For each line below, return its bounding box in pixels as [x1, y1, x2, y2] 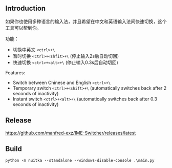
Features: [5, 69, 26, 76]
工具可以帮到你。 [5, 25, 41, 31]
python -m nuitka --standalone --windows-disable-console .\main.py [5, 158, 155, 163]
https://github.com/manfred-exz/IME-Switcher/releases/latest [5, 130, 136, 136]
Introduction [5, 4, 46, 13]
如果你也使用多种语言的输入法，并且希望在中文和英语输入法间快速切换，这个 [5, 18, 167, 25]
